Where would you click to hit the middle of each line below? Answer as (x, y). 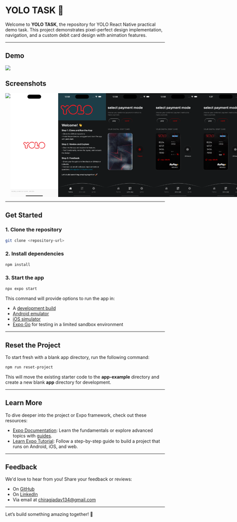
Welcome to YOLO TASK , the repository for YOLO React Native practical (81, 24)
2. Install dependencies (35, 254)
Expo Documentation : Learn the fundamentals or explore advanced (83, 430)
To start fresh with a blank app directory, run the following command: (77, 357)
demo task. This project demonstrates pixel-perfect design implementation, (84, 29)
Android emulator (31, 314)
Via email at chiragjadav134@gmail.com (54, 500)
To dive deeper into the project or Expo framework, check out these (76, 415)
